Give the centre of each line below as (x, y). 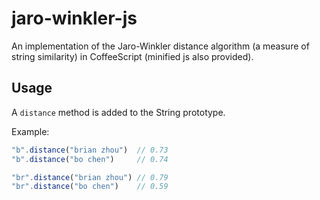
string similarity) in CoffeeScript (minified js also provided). (132, 56)
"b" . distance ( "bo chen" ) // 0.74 (90, 159)
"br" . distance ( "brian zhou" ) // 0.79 (90, 177)
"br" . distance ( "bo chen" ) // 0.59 (90, 187)
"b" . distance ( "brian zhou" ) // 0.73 (90, 150)
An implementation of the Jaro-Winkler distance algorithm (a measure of (160, 46)
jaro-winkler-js (74, 18)
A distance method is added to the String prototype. (118, 112)
